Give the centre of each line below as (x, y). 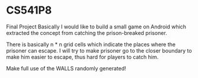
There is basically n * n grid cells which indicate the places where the (91, 44)
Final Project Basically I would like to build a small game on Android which (96, 27)
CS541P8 (29, 10)
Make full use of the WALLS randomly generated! (66, 68)
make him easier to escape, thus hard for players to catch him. (82, 57)
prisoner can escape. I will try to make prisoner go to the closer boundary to (99, 50)
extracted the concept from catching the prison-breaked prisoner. (87, 32)
